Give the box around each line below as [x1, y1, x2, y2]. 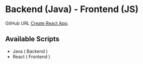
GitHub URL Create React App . [5, 20, 69, 26]
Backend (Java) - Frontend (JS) [5, 4, 139, 15]
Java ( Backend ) [12, 48, 48, 54]
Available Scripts [5, 35, 59, 43]
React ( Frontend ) [12, 53, 50, 59]
